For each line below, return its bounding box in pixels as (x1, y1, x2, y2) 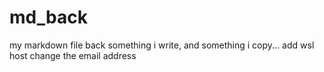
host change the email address (9, 49, 137, 61)
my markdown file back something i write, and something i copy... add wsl (9, 39, 315, 51)
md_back (9, 6, 88, 29)
